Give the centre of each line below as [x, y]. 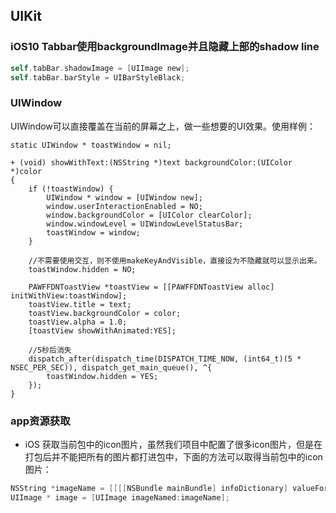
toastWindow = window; [93, 232]
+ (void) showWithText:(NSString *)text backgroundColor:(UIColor [151, 162]
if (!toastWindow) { [71, 189]
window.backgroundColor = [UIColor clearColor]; [149, 215]
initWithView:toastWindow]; [69, 295]
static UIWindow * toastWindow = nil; [91, 145]
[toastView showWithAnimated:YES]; [102, 330]
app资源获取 [40, 421]
